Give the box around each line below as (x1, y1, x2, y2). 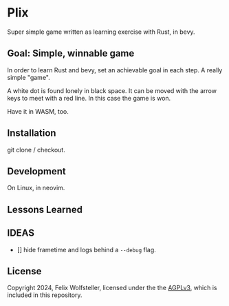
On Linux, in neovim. (7, 184, 65, 192)
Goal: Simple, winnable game (7, 48, 135, 59)
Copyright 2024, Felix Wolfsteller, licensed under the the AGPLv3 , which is (7, 284, 217, 292)
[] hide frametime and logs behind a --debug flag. (17, 245, 156, 254)
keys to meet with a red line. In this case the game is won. (7, 94, 171, 102)
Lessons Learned (7, 203, 83, 215)
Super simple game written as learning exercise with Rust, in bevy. (7, 28, 195, 36)
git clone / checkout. (7, 145, 65, 154)
